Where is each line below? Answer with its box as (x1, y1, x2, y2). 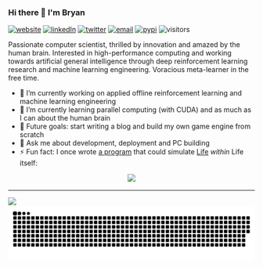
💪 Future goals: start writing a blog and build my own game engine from (19, 121, 251, 132)
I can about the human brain (19, 114, 111, 123)
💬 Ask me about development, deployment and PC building (19, 139, 210, 148)
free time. (8, 74, 39, 83)
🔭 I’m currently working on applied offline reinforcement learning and (19, 88, 243, 98)
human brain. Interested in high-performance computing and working (8, 49, 232, 58)
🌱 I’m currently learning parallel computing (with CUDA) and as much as (19, 105, 252, 114)
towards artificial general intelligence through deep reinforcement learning (8, 56, 248, 66)
